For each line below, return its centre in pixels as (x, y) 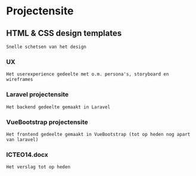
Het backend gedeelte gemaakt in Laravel (58, 107)
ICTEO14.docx (27, 154)
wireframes (20, 80)
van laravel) (22, 139)
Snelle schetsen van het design (46, 47)
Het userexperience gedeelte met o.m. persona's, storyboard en (88, 74)
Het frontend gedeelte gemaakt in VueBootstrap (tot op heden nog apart (98, 134)
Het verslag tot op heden (38, 167)
